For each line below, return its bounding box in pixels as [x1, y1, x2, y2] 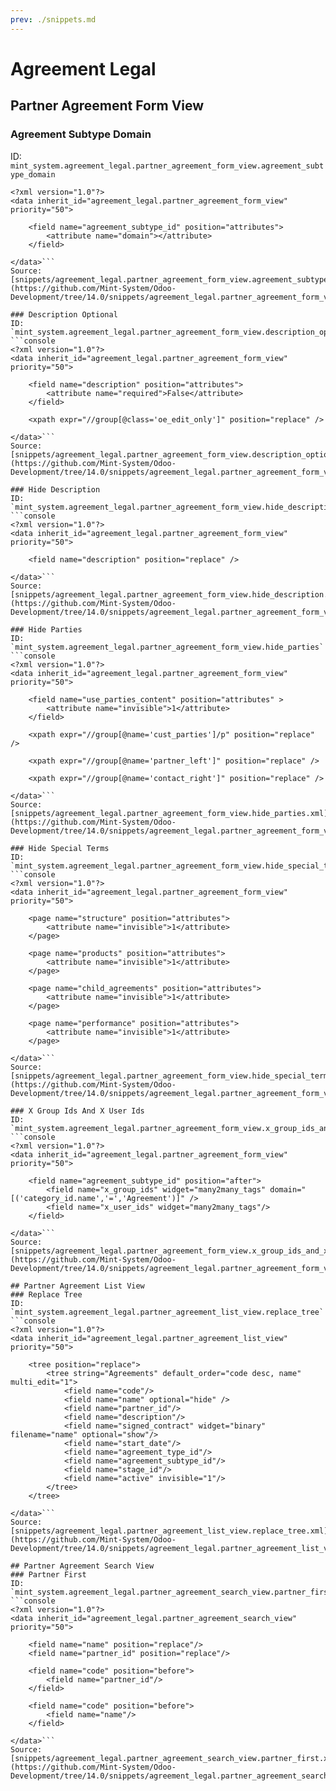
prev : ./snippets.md [10, 14, 97, 25]
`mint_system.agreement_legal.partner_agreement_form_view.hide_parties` [10, 642, 325, 652]
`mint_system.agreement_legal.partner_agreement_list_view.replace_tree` [10, 1307, 325, 1317]
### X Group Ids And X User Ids [10, 1106, 145, 1116]
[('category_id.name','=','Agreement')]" [10, 1193, 186, 1203]
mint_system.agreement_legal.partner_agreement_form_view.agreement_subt [10, 161, 325, 171]
